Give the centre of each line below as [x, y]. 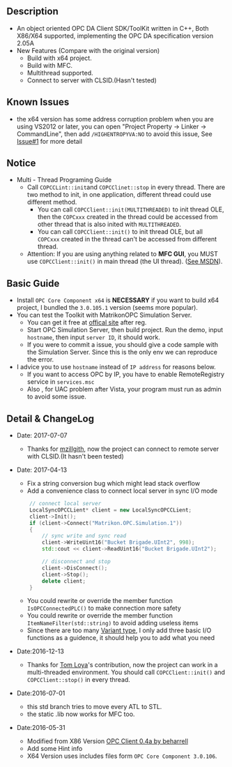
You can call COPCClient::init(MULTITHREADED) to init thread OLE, [131, 209]
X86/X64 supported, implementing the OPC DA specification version [115, 36]
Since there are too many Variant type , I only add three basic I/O [119, 630]
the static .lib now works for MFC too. [81, 714]
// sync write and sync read [84, 536]
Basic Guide [33, 283]
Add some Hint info [55, 749]
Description [32, 12]
